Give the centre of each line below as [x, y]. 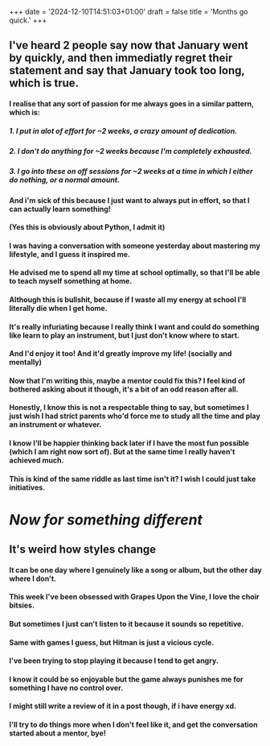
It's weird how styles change [83, 550]
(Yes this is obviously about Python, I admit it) [87, 227]
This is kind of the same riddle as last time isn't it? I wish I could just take [133, 479]
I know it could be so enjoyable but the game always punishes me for [126, 679]
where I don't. [33, 578]
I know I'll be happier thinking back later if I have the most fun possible [129, 443]
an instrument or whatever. [55, 425]
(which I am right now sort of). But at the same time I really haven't [122, 452]
